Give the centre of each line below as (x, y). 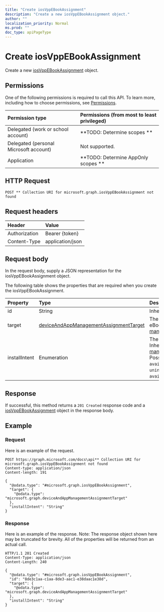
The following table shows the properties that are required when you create (81, 285)
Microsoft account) (30, 149)
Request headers (32, 211)
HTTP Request (28, 181)
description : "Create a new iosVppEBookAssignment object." (68, 14)
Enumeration (53, 357)
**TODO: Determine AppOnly (114, 157)
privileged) (93, 121)
